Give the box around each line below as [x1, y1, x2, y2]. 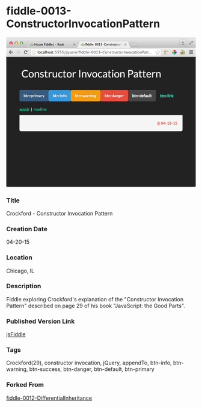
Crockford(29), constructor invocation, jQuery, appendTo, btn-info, [6, 359, 173, 367]
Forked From [6, 381, 44, 389]
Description [6, 282, 41, 291]
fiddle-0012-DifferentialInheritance [6, 394, 93, 402]
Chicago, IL [6, 267, 35, 274]
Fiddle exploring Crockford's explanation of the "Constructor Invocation [6, 295, 184, 303]
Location [6, 253, 33, 262]
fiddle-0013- [6, 4, 72, 18]
